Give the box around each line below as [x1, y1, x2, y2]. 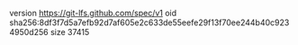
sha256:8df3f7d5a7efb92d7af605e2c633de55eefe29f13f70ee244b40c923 [9, 17, 290, 28]
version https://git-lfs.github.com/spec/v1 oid [9, 8, 177, 18]
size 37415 [50, 27, 90, 37]
